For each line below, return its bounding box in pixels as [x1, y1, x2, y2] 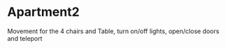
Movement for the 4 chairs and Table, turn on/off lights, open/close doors [7, 27, 220, 35]
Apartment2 [7, 4, 80, 20]
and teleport [7, 34, 43, 42]
